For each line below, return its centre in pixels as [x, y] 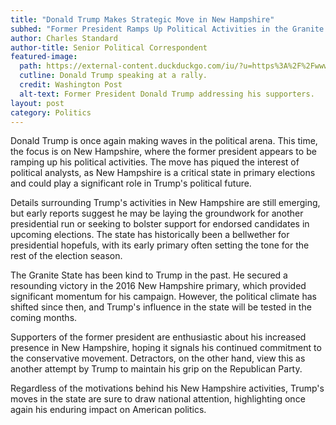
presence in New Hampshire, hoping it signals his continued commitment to [166, 348]
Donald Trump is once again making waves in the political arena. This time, [164, 141]
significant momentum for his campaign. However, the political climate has [163, 297]
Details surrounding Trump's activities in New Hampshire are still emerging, [165, 203]
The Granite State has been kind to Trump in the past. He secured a [149, 275]
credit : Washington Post [71, 85]
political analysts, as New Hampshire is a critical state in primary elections [163, 173]
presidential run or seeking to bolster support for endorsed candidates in [160, 224]
